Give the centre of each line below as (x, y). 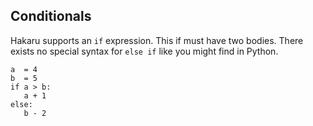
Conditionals (51, 16)
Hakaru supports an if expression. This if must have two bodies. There (157, 40)
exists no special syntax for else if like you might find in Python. (144, 51)
